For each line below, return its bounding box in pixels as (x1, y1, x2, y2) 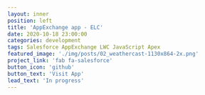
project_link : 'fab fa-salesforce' (7, 57, 113, 64)
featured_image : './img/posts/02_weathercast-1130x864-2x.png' (7, 51, 199, 58)
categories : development (7, 37, 81, 44)
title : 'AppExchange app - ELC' (7, 24, 103, 31)
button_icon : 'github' (7, 64, 75, 71)
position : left (7, 17, 53, 24)
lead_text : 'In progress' (7, 76, 84, 84)
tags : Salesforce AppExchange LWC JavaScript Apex (7, 44, 161, 51)
